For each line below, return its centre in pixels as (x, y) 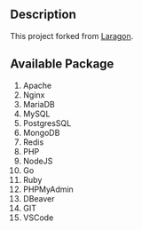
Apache (37, 85)
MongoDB (41, 132)
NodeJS (38, 161)
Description (43, 15)
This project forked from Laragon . (72, 36)
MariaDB (39, 104)
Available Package (62, 64)
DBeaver (39, 198)
